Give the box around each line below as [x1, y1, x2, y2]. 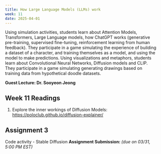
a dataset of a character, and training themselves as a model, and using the [5, 50, 156, 56]
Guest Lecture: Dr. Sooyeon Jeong [5, 80, 76, 86]
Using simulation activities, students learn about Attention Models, [5, 30, 137, 35]
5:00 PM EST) [5, 144, 33, 150]
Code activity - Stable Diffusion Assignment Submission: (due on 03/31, [5, 139, 150, 144]
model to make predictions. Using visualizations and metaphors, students [5, 55, 152, 61]
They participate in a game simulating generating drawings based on [5, 65, 143, 71]
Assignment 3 [5, 126, 48, 134]
